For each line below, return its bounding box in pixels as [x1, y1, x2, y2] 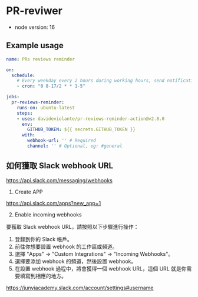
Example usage [6, 41, 64, 51]
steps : [16, 110, 33, 116]
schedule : [11, 72, 35, 78]
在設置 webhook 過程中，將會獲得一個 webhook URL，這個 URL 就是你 [14, 265, 187, 272]
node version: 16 [14, 24, 55, 31]
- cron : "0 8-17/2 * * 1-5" [16, 84, 85, 89]
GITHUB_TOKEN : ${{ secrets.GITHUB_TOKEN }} [27, 126, 136, 133]
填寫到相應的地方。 [19, 272, 67, 279]
